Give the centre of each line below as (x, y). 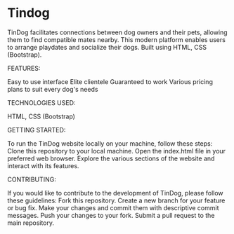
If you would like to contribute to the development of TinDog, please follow (115, 193)
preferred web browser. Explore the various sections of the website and (111, 158)
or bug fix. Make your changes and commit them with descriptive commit (113, 207)
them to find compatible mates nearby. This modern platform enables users (117, 39)
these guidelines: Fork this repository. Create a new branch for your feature (116, 200)
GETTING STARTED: (37, 130)
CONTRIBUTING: (32, 179)
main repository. (31, 223)
